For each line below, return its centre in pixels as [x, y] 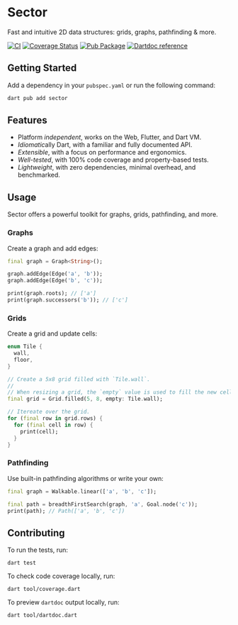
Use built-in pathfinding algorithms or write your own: [86, 478]
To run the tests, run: [38, 550]
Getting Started [42, 68]
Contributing [36, 533]
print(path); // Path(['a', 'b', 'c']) [66, 511]
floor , [23, 360]
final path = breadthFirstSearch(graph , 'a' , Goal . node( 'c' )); [103, 504]
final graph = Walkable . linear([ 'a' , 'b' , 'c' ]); [82, 491]
